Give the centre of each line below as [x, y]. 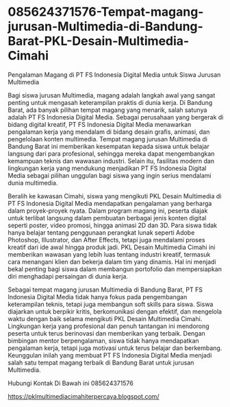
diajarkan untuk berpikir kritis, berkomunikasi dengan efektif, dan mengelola [115, 311]
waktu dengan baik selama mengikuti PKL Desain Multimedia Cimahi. [105, 318]
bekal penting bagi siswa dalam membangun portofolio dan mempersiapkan [115, 269]
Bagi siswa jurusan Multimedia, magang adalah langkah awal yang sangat [112, 95]
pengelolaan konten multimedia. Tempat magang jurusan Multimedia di [108, 139]
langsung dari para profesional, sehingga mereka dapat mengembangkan [111, 153]
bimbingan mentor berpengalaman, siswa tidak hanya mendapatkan [103, 340]
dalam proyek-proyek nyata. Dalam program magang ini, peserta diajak [108, 211]
